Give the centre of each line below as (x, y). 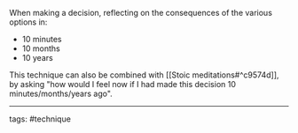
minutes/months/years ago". (61, 93)
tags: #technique (40, 119)
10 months (41, 48)
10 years (37, 58)
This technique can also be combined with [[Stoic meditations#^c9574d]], (144, 75)
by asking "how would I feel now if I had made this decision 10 (123, 84)
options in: (28, 22)
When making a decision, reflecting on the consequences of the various (141, 13)
